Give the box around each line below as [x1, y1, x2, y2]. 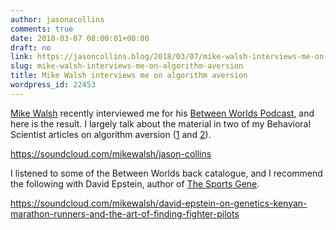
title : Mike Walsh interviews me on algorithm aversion [10, 71, 248, 81]
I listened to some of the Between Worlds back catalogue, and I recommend [10, 167, 323, 179]
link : [10, 52, 33, 62]
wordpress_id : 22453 [10, 80, 97, 90]
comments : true [10, 24, 74, 34]
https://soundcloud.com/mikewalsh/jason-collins [10, 147, 212, 160]
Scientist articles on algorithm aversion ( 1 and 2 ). [10, 128, 212, 140]
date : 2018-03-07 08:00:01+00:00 [10, 33, 150, 43]
